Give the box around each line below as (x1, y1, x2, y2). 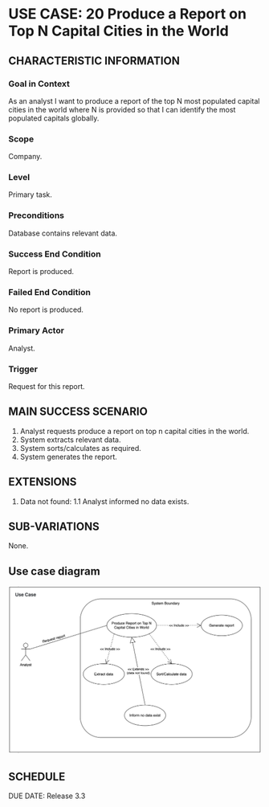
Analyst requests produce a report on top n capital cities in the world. (19, 426, 250, 436)
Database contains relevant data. (8, 228, 118, 238)
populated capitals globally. (8, 113, 100, 123)
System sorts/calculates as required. (19, 443, 142, 453)
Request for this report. (8, 381, 86, 391)
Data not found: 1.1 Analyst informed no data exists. (19, 496, 190, 506)
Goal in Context (8, 78, 71, 89)
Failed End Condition (8, 286, 91, 297)
